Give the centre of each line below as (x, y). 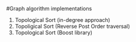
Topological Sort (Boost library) (54, 33)
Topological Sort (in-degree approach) (63, 20)
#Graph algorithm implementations (49, 9)
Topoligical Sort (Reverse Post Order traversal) (72, 26)
